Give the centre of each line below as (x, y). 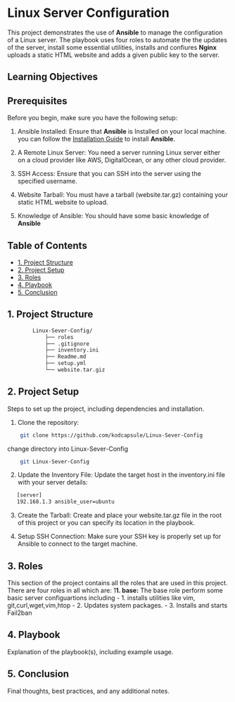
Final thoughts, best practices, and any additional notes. (89, 691)
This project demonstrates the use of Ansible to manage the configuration (115, 32)
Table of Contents (47, 245)
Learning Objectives (53, 77)
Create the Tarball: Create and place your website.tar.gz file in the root (119, 516)
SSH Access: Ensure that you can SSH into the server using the (109, 174)
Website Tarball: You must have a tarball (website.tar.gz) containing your (123, 195)
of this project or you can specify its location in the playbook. (106, 523)
